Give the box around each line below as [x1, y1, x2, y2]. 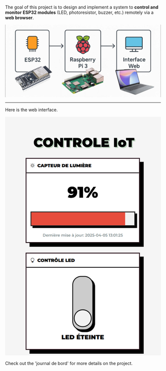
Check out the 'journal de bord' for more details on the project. [5, 360, 133, 366]
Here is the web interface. [5, 107, 58, 113]
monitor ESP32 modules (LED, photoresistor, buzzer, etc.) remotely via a [5, 9, 154, 15]
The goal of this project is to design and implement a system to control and [5, 4, 159, 10]
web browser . [5, 15, 34, 20]
